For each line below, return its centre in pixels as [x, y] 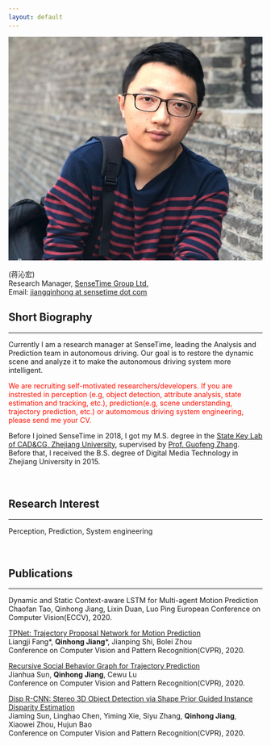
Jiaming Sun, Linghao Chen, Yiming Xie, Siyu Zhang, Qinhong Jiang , [123, 716]
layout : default [35, 17]
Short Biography [50, 318]
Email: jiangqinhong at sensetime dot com [78, 291]
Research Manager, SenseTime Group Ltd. [79, 283]
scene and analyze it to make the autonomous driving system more [120, 361]
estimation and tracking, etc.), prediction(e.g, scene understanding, [120, 403]
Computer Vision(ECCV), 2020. [60, 618]
